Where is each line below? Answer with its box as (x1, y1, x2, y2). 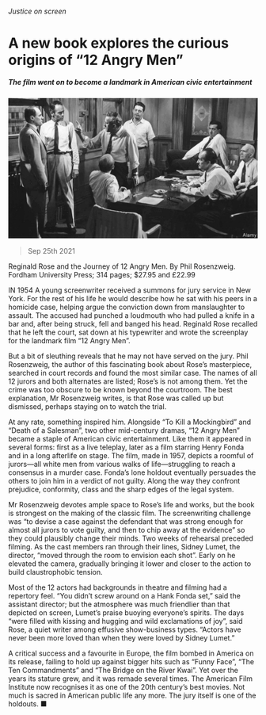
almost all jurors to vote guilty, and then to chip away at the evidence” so (8, 526, 245, 535)
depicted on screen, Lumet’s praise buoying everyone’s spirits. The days (8, 608, 245, 617)
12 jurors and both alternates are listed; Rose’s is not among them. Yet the (8, 377, 248, 386)
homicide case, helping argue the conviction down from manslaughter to (8, 302, 245, 312)
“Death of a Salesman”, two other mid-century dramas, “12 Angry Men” (8, 426, 240, 435)
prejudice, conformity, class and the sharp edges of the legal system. (8, 484, 234, 495)
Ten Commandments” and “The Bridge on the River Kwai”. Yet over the (8, 666, 239, 675)
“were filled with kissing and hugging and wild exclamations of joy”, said (8, 617, 243, 626)
